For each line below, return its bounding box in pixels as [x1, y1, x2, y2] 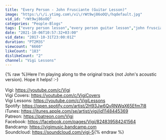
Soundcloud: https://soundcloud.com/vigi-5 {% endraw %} [5, 129, 124, 135]
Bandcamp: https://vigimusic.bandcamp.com [5, 124, 97, 130]
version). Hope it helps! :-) [5, 77, 59, 83]
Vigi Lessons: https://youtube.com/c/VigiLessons [5, 97, 105, 104]
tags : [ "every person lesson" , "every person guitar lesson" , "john [5, 26, 145, 31]
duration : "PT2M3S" [5, 40, 45, 45]
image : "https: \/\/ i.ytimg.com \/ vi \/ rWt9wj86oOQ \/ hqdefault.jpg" [5, 12, 142, 17]
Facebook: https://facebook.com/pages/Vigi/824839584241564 [5, 119, 136, 125]
